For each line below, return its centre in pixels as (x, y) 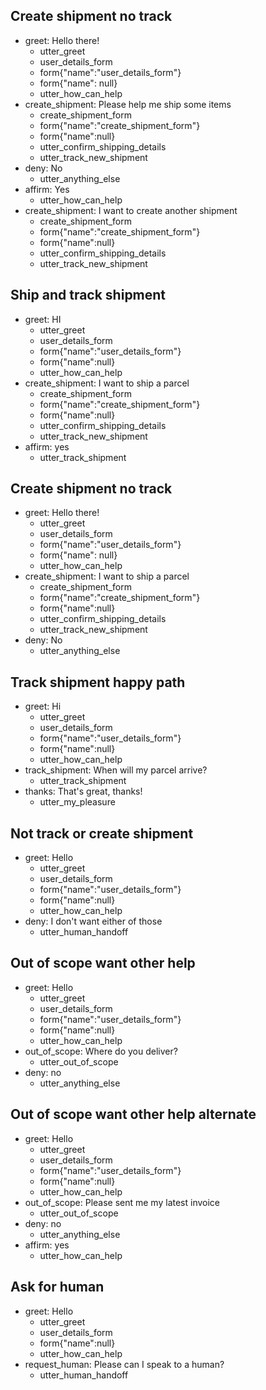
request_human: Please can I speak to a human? (124, 1364)
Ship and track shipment (88, 295)
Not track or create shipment (102, 833)
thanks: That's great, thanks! (83, 791)
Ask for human (57, 1287)
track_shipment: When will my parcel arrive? (116, 770)
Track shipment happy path (98, 682)
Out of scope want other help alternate (133, 1114)
